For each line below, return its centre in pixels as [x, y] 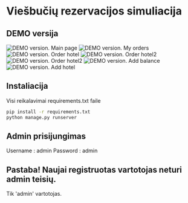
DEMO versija [32, 34]
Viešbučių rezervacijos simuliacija [94, 11]
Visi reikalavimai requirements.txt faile [53, 100]
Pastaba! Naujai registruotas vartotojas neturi [94, 169]
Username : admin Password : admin [52, 151]
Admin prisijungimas [46, 136]
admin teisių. [31, 179]
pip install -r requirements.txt [48, 112]
